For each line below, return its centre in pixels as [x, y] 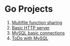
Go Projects [29, 9]
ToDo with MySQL [30, 38]
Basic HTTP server [31, 27]
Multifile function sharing [37, 23]
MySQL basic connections [38, 33]
